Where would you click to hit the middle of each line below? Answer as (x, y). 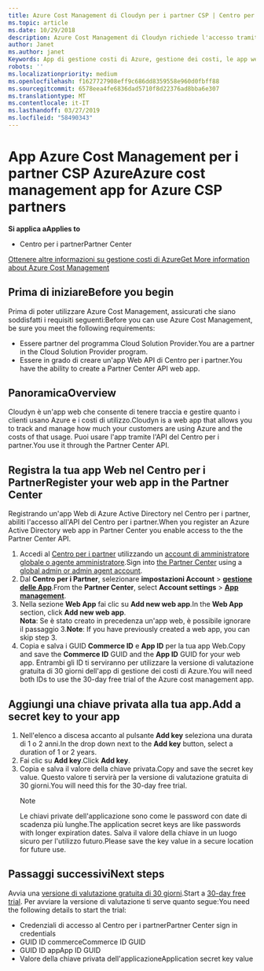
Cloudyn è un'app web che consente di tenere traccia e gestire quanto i (124, 412)
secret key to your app (64, 716)
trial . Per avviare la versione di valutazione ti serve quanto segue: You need (129, 901)
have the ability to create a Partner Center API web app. (110, 368)
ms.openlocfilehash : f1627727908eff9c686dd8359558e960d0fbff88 (114, 81)
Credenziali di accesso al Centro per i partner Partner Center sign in (128, 925)
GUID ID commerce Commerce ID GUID (82, 942)
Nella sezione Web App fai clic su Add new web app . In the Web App (131, 604)
